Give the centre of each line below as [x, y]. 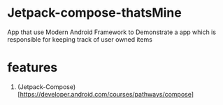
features [33, 68]
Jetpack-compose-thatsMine [94, 13]
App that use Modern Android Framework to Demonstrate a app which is [112, 32]
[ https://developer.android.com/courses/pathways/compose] [106, 94]
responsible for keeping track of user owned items [80, 39]
